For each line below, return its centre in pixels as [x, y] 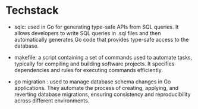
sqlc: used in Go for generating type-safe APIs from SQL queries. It [96, 27]
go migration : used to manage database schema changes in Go [92, 82]
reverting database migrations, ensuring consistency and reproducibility [102, 94]
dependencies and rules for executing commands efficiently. [88, 70]
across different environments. [52, 100]
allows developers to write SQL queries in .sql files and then [87, 33]
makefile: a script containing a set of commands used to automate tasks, [103, 57]
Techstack [32, 10]
